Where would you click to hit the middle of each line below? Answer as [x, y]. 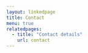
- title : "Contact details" [47, 35]
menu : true [20, 23]
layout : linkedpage [31, 12]
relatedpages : [24, 29]
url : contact [34, 40]
